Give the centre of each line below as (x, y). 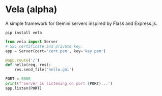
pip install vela (24, 33)
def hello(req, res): (28, 65)
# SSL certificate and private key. (44, 46)
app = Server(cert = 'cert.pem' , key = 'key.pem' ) (56, 51)
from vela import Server (32, 42)
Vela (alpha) (31, 9)
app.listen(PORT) (24, 88)
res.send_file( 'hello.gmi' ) (44, 70)
